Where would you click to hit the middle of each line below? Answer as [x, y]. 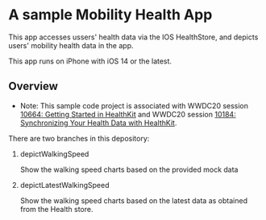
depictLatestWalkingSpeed [65, 185]
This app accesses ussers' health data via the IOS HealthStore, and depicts [133, 37]
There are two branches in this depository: [79, 138]
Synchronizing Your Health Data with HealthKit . [98, 123]
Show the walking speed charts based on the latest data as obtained [134, 200]
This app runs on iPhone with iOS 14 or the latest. [90, 61]
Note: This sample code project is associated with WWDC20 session [134, 105]
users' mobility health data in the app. [71, 45]
